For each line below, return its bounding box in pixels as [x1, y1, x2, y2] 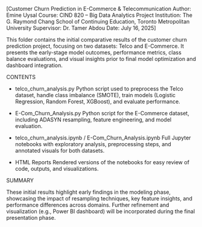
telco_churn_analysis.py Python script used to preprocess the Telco [14, 85, 184, 92]
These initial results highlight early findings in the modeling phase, [6, 188, 171, 196]
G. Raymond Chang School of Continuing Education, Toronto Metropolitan [6, 18, 190, 25]
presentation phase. [6, 214, 56, 221]
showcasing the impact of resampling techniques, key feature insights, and [6, 195, 193, 202]
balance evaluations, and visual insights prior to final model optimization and [6, 56, 197, 62]
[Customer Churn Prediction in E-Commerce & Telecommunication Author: [6, 5, 192, 12]
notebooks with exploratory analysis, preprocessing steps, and [14, 141, 172, 147]
